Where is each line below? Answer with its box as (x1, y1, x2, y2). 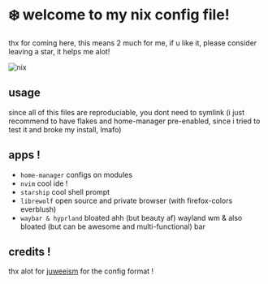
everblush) (19, 204, 57, 214)
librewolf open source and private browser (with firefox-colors (19, 196, 233, 205)
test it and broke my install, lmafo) (8, 124, 122, 134)
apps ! (8, 148, 41, 162)
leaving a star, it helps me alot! (8, 46, 110, 56)
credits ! (8, 244, 51, 259)
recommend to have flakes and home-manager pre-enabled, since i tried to (8, 116, 261, 126)
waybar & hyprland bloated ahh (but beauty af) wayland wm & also (19, 213, 243, 222)
